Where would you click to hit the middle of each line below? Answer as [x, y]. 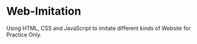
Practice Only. [24, 34]
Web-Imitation [44, 11]
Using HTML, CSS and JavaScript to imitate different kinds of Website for [98, 28]
